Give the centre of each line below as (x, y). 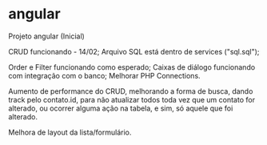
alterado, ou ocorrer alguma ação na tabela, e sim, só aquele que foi (121, 108)
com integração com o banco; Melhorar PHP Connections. (105, 75)
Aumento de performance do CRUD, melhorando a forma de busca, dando (131, 91)
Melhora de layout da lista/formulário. (70, 132)
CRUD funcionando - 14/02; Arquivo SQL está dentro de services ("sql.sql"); (134, 51)
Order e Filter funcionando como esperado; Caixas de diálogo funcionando (132, 67)
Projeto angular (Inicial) (47, 36)
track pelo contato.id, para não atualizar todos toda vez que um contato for (132, 99)
